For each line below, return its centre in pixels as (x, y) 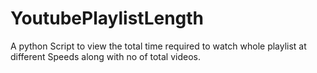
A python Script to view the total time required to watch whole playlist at (158, 46)
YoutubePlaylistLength (107, 18)
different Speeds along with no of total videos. (105, 56)
